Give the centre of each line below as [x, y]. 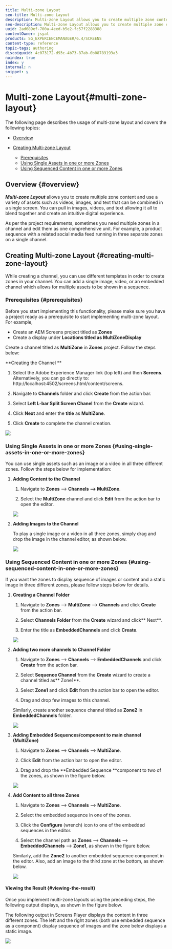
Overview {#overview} [42, 185]
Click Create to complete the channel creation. [62, 423]
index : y [15, 62]
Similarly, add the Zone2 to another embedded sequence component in [88, 856]
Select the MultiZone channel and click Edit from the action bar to [90, 499]
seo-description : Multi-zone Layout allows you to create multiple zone [84, 24]
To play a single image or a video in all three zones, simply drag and [84, 534]
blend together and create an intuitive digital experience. [65, 213]
